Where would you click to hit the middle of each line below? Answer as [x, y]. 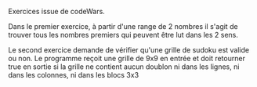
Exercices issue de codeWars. [57, 11]
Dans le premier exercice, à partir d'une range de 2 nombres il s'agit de [123, 26]
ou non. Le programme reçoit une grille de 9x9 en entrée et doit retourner [127, 58]
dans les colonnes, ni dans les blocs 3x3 [74, 75]
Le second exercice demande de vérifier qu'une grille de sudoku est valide [128, 50]
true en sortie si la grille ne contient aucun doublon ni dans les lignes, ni [124, 67]
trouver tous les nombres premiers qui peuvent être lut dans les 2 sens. [123, 35]
